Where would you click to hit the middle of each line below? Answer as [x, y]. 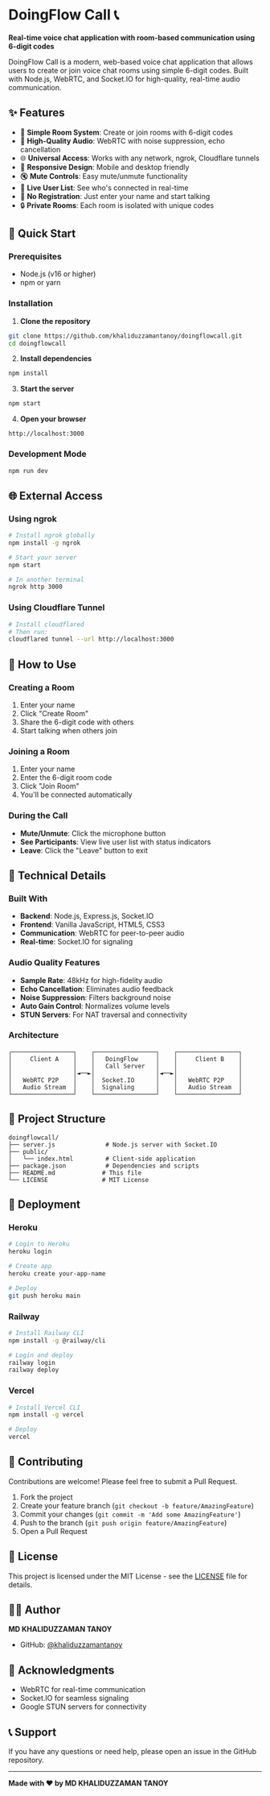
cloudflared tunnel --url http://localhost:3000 [91, 639]
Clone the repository [55, 321]
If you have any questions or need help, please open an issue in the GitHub [133, 1752]
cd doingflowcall [37, 343]
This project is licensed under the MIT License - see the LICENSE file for [128, 1576]
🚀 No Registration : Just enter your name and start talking [115, 196]
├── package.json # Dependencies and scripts [104, 1166]
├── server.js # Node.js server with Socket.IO [113, 1145]
